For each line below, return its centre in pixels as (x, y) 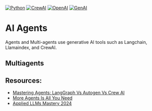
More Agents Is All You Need (42, 98)
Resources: (23, 80)
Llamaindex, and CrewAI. (31, 47)
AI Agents (27, 28)
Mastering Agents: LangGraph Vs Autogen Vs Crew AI (68, 93)
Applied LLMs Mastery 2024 (42, 103)
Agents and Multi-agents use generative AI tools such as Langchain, (76, 42)
